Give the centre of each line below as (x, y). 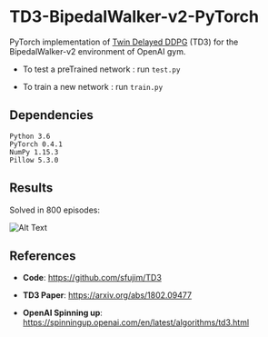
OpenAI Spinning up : (62, 313)
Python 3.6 (30, 136)
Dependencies (51, 115)
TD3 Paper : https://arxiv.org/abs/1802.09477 (107, 295)
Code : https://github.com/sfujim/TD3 (92, 278)
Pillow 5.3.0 (34, 160)
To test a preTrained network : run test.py (101, 69)
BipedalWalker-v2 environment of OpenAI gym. (98, 51)
